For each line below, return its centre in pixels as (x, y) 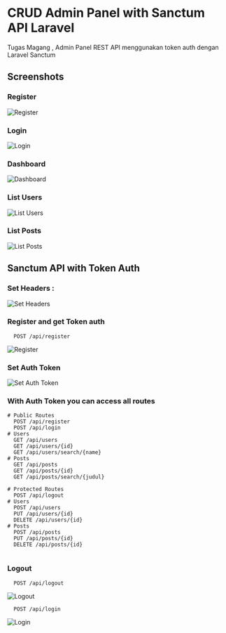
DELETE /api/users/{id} (48, 520)
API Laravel (41, 28)
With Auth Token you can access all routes (81, 401)
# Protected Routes (36, 490)
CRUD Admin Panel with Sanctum (106, 13)
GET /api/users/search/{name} (57, 452)
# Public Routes (31, 416)
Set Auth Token (34, 367)
